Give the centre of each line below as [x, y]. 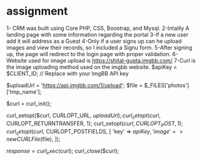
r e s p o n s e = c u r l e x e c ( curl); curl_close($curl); [63, 152]
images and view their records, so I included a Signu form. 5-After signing [99, 48]
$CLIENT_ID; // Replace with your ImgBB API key [68, 73]
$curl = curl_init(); [29, 103]
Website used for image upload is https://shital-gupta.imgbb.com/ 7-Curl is [101, 60]
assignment [37, 11]
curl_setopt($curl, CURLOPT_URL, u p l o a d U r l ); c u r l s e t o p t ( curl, [84, 116]
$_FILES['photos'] [166, 85]
